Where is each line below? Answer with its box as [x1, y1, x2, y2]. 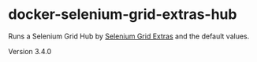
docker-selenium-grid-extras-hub [8, 5, 237, 24]
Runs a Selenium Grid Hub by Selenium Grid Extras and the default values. [8, 31, 250, 41]
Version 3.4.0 [8, 46, 52, 56]
